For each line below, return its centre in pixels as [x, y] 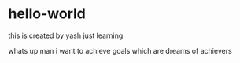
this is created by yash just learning [66, 35]
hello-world [47, 14]
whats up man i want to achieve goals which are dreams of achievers [120, 50]
